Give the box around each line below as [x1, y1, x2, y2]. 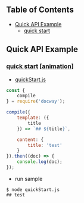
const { [6, 87, 26, 93]
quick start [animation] [6, 62, 74, 70]
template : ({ [17, 115, 49, 121]
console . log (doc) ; [17, 159, 63, 165]
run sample [14, 175, 43, 182]
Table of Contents [6, 5, 74, 15]
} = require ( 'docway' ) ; [6, 99, 66, 104]
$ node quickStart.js [6, 186, 60, 193]
